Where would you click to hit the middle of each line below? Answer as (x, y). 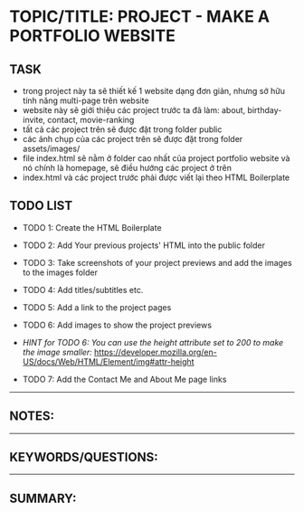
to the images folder (60, 272)
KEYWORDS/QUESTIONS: (84, 457)
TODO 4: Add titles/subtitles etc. (83, 289)
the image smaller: (57, 352)
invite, (34, 120)
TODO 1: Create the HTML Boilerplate (92, 227)
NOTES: (32, 417)
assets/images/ (51, 148)
